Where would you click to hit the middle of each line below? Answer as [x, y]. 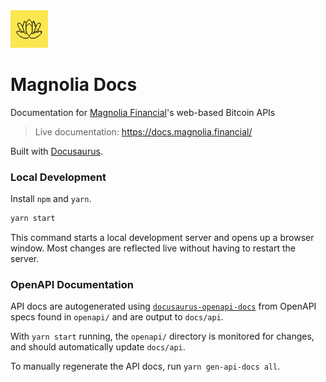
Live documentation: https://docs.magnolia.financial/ [143, 131]
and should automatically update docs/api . [98, 347]
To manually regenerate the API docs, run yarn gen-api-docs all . [145, 366]
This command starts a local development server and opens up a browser [162, 238]
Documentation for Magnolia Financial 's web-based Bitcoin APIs [143, 112]
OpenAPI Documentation [72, 285]
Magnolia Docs [74, 85]
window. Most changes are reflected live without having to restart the [153, 248]
